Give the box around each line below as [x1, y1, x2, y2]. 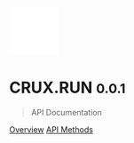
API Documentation [30, 107, 102, 117]
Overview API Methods [9, 123, 93, 135]
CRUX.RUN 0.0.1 [9, 78, 126, 98]
